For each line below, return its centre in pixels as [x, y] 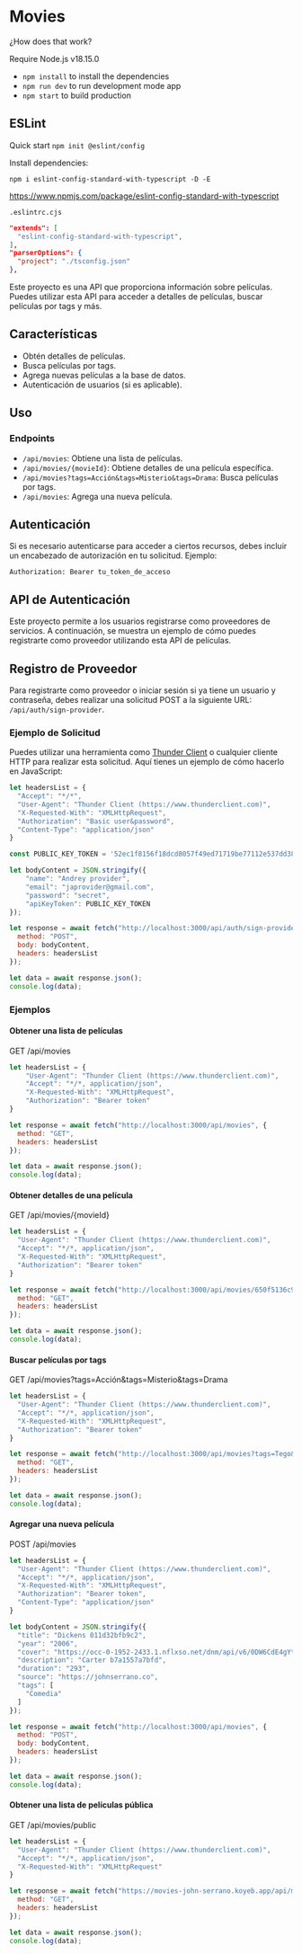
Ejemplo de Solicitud [55, 733]
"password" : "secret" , [68, 895]
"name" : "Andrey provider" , [78, 879]
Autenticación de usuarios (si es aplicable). [102, 385]
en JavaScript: [36, 771]
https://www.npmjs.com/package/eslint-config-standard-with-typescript [144, 196]
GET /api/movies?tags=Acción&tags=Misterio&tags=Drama [119, 1380]
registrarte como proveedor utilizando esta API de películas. [120, 641]
